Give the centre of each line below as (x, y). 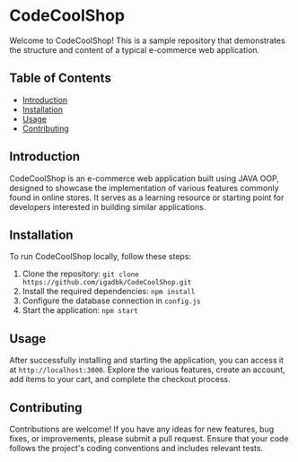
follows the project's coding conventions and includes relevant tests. (136, 448)
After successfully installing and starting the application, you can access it (147, 361)
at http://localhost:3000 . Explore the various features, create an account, (147, 370)
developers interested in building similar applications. (108, 206)
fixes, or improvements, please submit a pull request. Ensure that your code (149, 439)
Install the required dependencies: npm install (109, 292)
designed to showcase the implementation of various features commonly (145, 187)
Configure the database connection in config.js (111, 301)
